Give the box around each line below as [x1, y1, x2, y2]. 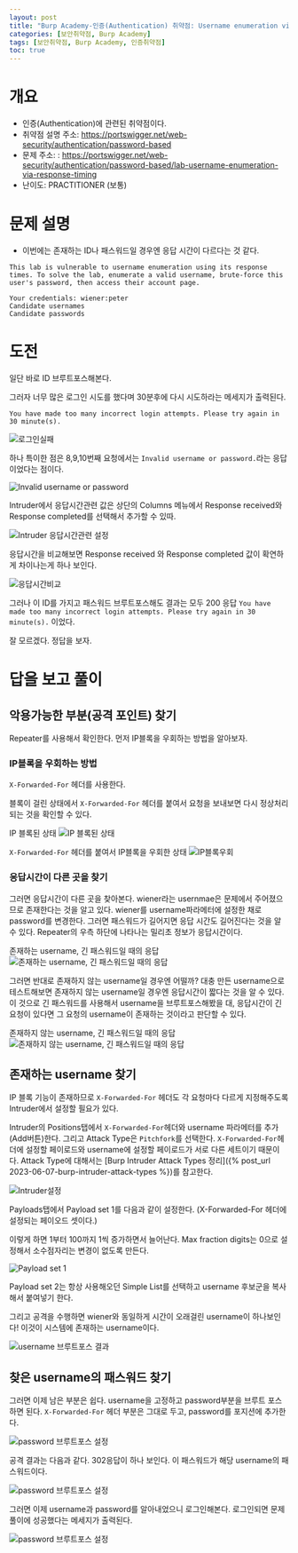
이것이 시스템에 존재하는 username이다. [20, 1322, 160, 1333]
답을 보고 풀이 [9, 670, 103, 690]
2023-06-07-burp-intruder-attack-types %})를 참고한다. [9, 1167, 214, 1177]
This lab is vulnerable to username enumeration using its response [9, 263, 268, 272]
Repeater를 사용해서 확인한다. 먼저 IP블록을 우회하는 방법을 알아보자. [9, 733, 248, 743]
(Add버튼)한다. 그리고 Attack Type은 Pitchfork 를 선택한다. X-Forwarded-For [9, 1133, 278, 1144]
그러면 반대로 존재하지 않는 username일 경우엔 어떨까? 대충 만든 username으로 [9, 975, 286, 986]
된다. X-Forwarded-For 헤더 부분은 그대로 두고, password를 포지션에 [25, 1406, 263, 1417]
